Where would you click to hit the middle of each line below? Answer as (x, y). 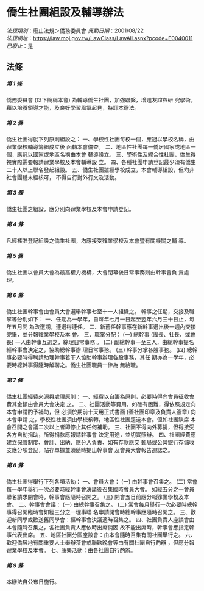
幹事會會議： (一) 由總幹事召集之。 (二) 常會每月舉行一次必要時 (108, 504)
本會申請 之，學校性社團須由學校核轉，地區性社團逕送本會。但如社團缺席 (98, 420)
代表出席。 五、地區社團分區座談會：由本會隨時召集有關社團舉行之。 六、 (104, 535)
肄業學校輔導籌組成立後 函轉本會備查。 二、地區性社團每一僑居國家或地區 (98, 147)
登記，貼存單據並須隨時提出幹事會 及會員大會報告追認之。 (100, 450)
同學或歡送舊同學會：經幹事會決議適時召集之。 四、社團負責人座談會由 (106, 520)
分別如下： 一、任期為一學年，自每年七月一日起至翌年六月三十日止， (103, 319)
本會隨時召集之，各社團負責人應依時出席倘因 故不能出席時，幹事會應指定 (98, 528)
